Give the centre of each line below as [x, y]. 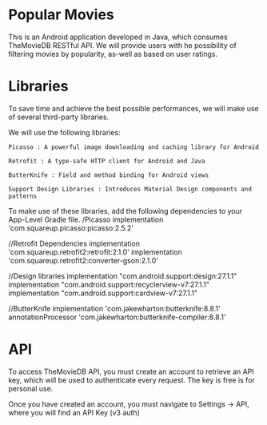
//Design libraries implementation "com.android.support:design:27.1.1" [123, 276]
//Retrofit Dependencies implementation [74, 243]
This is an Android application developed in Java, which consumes [118, 37]
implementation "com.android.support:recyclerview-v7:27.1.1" [109, 284]
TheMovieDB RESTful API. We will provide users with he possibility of [123, 45]
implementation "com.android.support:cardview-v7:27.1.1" [103, 293]
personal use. [31, 388]
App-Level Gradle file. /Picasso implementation [86, 219]
